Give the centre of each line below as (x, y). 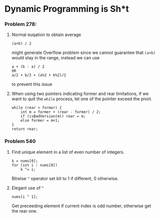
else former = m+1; (40, 121)
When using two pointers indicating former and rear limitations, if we (80, 94)
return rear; (25, 129)
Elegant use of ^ (28, 188)
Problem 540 (20, 141)
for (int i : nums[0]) (34, 165)
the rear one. (24, 211)
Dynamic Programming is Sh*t (67, 9)
